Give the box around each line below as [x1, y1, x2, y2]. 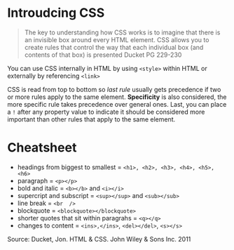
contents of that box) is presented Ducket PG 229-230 [24, 51, 182, 59]
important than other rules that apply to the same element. [7, 114, 176, 124]
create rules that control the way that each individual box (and [24, 43, 204, 51]
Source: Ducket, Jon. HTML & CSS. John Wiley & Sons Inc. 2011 [7, 235, 191, 243]
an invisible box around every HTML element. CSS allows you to [24, 35, 209, 44]
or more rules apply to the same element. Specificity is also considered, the [7, 93, 227, 101]
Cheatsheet [7, 140, 77, 156]
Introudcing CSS [7, 5, 105, 21]
